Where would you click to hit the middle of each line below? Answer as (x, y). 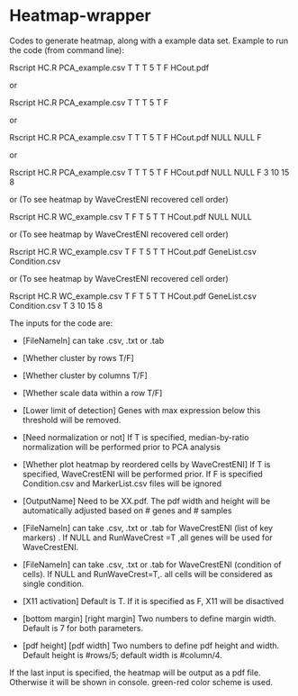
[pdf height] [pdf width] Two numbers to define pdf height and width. (151, 646)
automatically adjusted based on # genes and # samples (127, 511)
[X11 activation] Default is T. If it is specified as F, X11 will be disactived (153, 601)
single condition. (53, 583)
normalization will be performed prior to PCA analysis (121, 447)
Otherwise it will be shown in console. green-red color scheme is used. (141, 682)
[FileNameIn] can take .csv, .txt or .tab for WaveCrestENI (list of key (147, 528)
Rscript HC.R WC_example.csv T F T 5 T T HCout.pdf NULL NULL (131, 216)
